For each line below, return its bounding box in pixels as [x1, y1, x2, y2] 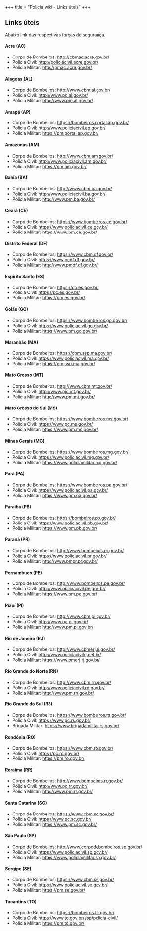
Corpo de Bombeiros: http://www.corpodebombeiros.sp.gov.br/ [12, 844, 142, 850]
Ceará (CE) [5, 208, 28, 214]
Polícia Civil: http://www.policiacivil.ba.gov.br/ [12, 191, 106, 197]
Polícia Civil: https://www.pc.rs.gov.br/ [12, 717, 91, 723]
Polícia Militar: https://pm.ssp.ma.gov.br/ [12, 360, 95, 366]
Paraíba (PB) [5, 504, 31, 510]
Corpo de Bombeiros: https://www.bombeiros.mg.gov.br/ [12, 449, 129, 455]
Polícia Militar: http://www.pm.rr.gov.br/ [12, 788, 93, 795]
